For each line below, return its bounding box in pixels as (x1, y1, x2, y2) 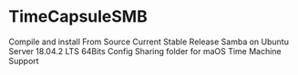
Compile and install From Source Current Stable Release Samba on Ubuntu (8, 36, 289, 47)
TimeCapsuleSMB (8, 6, 148, 27)
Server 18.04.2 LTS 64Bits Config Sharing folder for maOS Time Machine (8, 45, 282, 56)
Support (8, 55, 39, 66)
